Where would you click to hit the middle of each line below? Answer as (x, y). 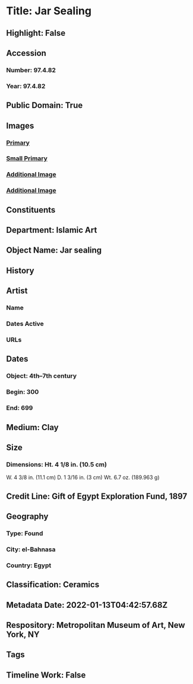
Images (20, 125)
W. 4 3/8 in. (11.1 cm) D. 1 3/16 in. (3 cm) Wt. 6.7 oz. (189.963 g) (83, 477)
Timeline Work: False (46, 675)
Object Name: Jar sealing (54, 251)
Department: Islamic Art (52, 230)
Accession (26, 53)
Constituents (31, 210)
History (20, 270)
